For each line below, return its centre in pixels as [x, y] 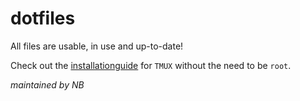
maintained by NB [47, 84]
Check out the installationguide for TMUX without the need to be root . [151, 65]
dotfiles [43, 18]
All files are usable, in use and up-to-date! [97, 46]
